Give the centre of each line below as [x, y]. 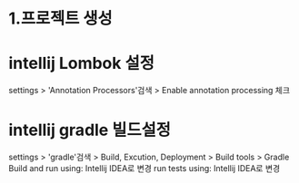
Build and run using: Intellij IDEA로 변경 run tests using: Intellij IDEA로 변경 [145, 169]
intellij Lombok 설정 [82, 63]
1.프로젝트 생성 [60, 19]
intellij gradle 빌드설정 [90, 130]
